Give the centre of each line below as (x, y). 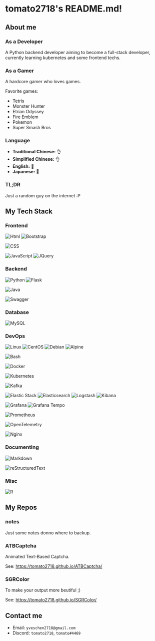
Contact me (24, 616)
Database (17, 312)
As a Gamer (19, 71)
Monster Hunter (29, 106)
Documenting (22, 447)
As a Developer (24, 42)
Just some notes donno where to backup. (48, 533)
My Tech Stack (29, 212)
